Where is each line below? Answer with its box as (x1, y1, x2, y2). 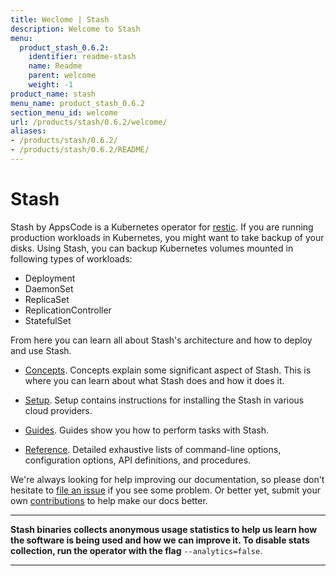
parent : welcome (28, 71, 97, 81)
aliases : (10, 126, 47, 136)
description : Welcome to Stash (10, 24, 141, 34)
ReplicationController (24, 304, 112, 316)
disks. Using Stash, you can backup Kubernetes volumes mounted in (10, 242, 294, 254)
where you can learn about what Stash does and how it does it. (24, 374, 285, 386)
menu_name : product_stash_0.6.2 (10, 98, 145, 108)
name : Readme (28, 61, 83, 71)
